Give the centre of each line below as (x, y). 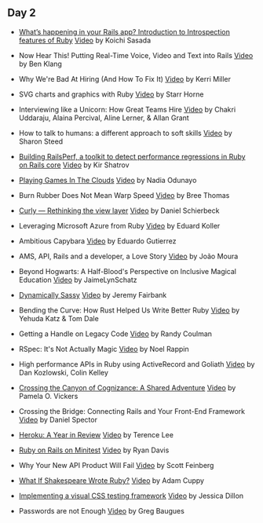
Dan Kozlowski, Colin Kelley (64, 372)
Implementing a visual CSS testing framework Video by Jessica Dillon (131, 496)
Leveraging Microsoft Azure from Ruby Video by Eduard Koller (119, 225)
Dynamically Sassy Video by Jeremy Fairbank (93, 294)
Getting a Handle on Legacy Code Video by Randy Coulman (115, 334)
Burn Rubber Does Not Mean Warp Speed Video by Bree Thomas (124, 195)
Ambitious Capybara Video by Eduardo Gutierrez (97, 241)
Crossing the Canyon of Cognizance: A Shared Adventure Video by (127, 387)
